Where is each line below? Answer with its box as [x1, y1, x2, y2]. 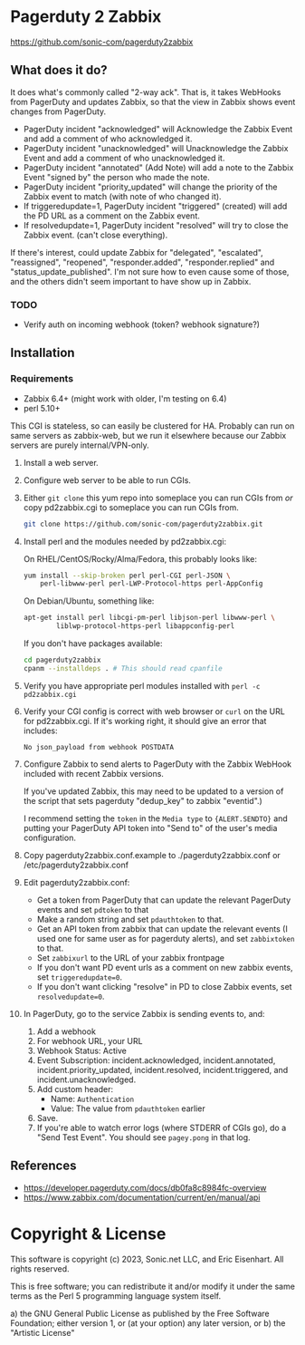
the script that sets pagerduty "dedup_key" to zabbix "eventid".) [23, 795, 263, 806]
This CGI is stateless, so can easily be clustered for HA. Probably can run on [10, 420, 295, 431]
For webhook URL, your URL [36, 1035, 143, 1046]
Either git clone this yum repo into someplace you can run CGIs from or [23, 492, 293, 503]
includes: [23, 725, 58, 736]
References [10, 1158, 77, 1174]
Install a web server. [23, 457, 99, 468]
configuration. [23, 832, 76, 843]
